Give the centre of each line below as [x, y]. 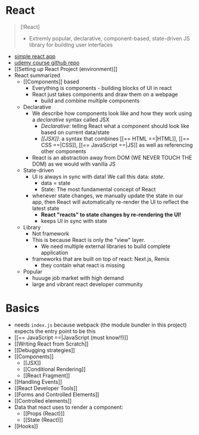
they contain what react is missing [83, 265]
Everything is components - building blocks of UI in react [102, 88]
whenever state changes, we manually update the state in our [108, 195]
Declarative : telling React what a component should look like [115, 126]
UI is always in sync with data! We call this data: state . [98, 176]
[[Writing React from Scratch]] [51, 344]
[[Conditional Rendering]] [54, 369]
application [55, 252]
